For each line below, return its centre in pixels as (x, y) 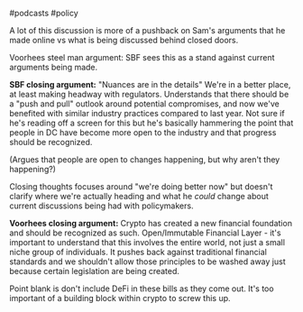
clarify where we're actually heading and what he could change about (139, 196)
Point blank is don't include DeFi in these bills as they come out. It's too (142, 289)
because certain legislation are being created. (95, 271)
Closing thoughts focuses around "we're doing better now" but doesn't (141, 187)
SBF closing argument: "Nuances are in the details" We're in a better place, (150, 84)
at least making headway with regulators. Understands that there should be (149, 94)
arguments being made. (54, 67)
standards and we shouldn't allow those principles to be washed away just (147, 262)
